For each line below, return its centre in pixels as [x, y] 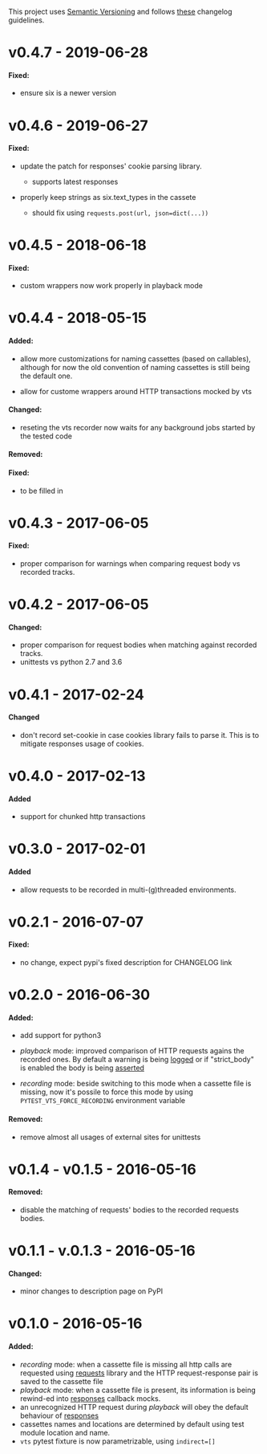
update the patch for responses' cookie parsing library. [111, 166]
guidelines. [26, 20]
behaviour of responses [59, 1415]
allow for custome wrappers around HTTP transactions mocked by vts [136, 391]
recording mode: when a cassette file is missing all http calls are [126, 1364]
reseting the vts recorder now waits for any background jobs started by [138, 427]
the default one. [46, 376]
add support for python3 [61, 1036]
